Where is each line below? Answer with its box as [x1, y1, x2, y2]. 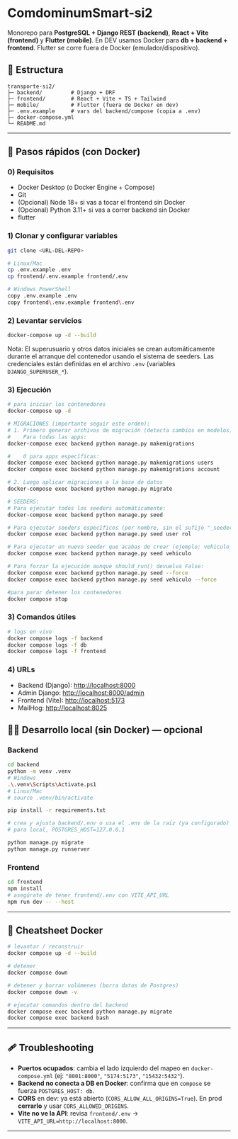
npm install [7, 885, 42, 892]
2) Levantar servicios [7, 315, 82, 325]
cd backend [7, 761, 40, 769]
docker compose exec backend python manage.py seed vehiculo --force [7, 576, 217, 583]
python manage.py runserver [7, 845, 91, 853]
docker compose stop [7, 595, 69, 603]
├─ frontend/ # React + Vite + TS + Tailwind [7, 95, 166, 102]
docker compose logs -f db [7, 641, 87, 649]
